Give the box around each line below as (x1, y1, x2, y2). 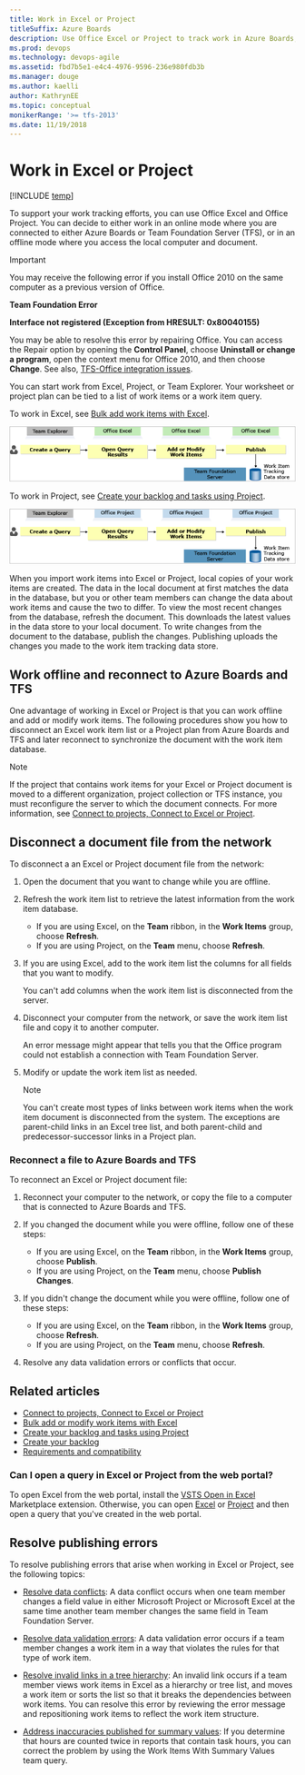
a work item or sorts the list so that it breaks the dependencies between (22, 1690, 292, 1701)
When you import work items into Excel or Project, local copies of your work (9, 573, 294, 584)
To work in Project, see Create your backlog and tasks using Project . (9, 491, 266, 501)
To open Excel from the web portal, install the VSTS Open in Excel (9, 1490, 256, 1501)
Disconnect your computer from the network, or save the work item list (22, 1012, 288, 1023)
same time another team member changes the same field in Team (22, 1606, 269, 1617)
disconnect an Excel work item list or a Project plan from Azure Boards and (9, 725, 290, 736)
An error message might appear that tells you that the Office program (22, 1039, 282, 1050)
